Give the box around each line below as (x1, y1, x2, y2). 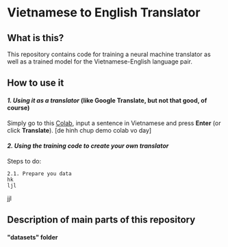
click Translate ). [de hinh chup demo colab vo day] (7, 126, 152, 134)
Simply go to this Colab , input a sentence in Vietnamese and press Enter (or (7, 118, 221, 127)
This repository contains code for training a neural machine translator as (7, 50, 211, 58)
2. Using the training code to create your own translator (7, 142, 169, 150)
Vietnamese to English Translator (7, 5, 201, 21)
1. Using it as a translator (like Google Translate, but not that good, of (7, 96, 207, 104)
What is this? (7, 32, 64, 44)
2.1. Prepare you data (7, 170, 72, 177)
